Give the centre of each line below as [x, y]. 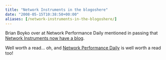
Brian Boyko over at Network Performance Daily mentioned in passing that [82, 33]
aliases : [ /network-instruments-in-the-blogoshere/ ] [61, 19]
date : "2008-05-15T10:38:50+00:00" [42, 14]
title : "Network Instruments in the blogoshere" [57, 10]
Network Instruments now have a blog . [45, 38]
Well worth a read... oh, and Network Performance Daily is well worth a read [83, 48]
